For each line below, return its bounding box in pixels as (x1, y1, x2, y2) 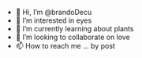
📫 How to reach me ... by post (15, 42, 116, 50)
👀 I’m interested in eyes (15, 16, 92, 25)
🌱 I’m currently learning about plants (15, 24, 134, 33)
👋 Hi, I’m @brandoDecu (15, 8, 92, 16)
